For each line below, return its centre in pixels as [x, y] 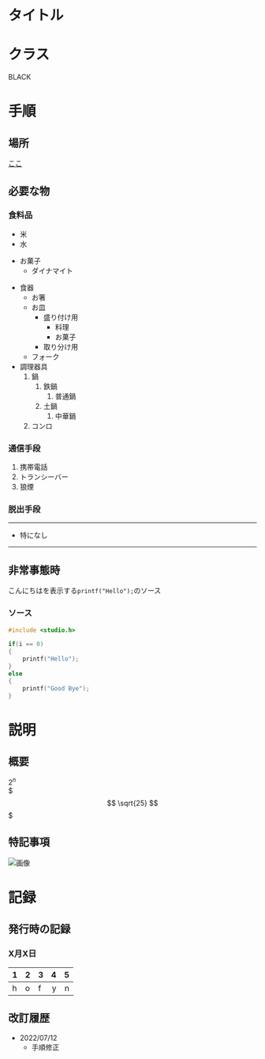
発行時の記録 [39, 929]
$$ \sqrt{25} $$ [132, 804]
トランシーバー [44, 477]
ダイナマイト [52, 270]
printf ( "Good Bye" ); [56, 688]
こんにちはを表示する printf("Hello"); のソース [85, 591]
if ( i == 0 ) [26, 645]
